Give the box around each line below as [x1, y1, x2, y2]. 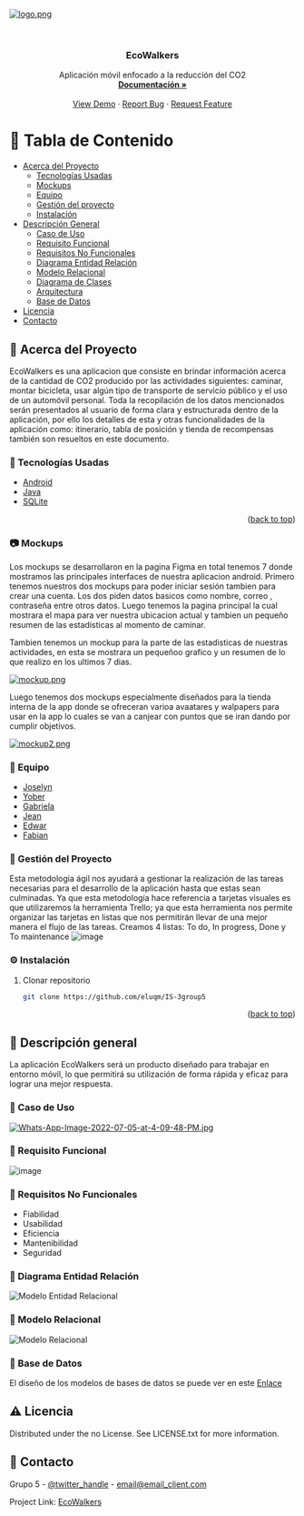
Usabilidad [22, 1218, 64, 1229]
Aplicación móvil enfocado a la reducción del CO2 [58, 69, 247, 81]
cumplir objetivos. [9, 720, 77, 732]
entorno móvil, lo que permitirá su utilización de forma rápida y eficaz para [9, 1069, 289, 1080]
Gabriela [22, 801, 54, 812]
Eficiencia [22, 1228, 60, 1239]
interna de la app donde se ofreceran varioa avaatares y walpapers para [9, 701, 279, 712]
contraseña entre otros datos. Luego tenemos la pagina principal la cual [9, 600, 279, 611]
